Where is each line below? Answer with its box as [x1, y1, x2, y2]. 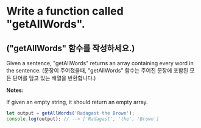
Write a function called [6, 4, 124, 18]
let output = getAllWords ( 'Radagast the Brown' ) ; [6, 110, 135, 116]
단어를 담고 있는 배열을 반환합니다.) [12, 74, 96, 82]
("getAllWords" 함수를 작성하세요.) [6, 43, 135, 53]
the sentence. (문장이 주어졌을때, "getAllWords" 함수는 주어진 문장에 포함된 [6, 67, 189, 74]
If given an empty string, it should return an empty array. [6, 99, 148, 105]
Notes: [6, 87, 24, 94]
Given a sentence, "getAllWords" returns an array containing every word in [6, 60, 194, 66]
